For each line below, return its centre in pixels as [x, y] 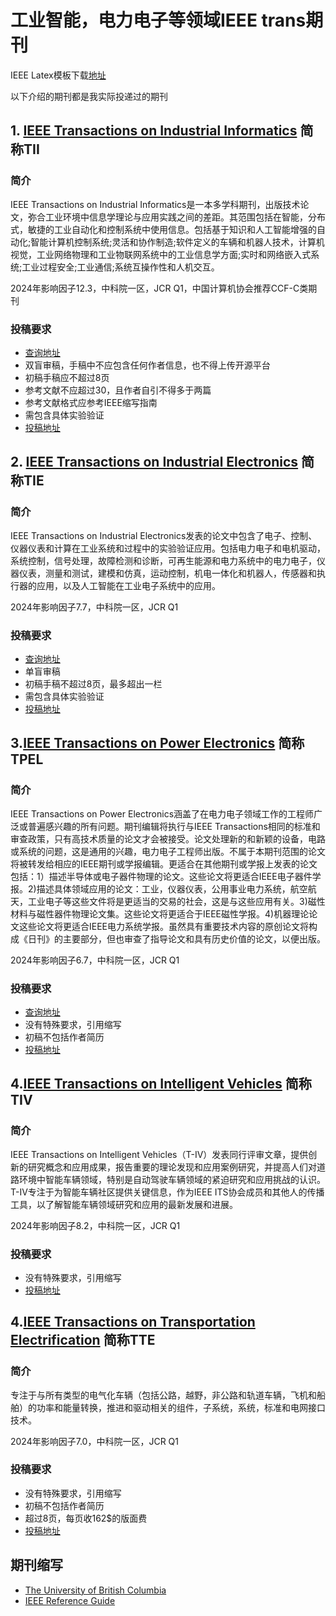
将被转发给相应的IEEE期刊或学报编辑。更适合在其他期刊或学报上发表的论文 [164, 863]
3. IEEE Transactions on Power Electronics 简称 [157, 743]
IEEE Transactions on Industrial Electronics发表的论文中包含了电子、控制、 [164, 535]
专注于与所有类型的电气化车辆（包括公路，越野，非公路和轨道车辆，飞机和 [163, 1395]
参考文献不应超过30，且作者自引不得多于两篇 [118, 390]
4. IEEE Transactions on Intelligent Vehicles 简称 [161, 1084]
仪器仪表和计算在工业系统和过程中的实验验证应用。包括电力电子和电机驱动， [168, 548]
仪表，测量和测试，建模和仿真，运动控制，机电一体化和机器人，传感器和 [167, 573]
